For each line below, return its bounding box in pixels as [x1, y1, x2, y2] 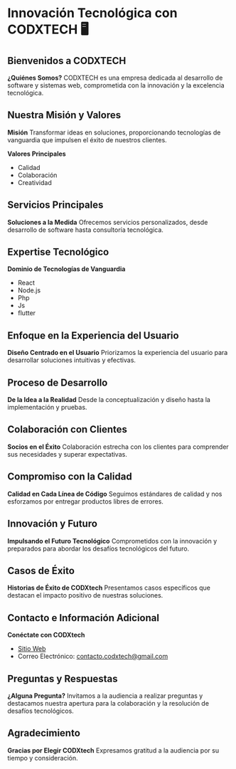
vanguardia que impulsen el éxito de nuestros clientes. [7, 135, 167, 144]
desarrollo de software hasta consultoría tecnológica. [7, 226, 163, 234]
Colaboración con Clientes [7, 423, 128, 435]
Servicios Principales [7, 199, 104, 211]
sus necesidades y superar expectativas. [7, 450, 128, 458]
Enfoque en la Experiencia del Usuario [7, 329, 179, 341]
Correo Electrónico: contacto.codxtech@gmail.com [17, 652, 168, 661]
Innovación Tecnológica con [7, 5, 178, 21]
